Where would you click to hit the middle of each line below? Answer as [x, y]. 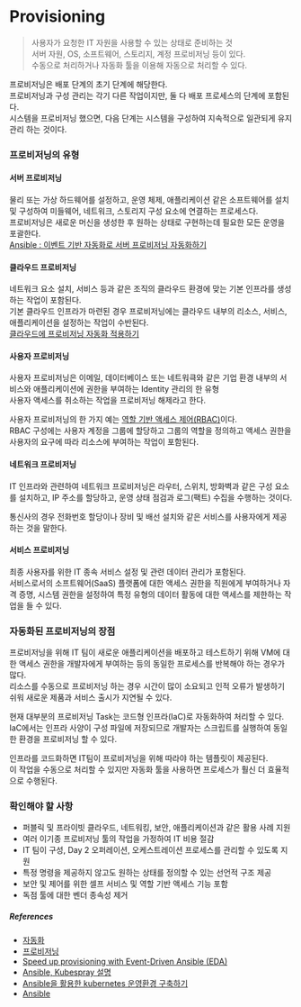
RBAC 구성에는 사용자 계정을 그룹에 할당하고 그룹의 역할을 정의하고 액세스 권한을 [150, 431]
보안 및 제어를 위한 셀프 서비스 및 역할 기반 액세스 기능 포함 [125, 884]
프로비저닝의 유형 [44, 155]
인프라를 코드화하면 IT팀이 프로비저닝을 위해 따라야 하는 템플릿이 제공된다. [139, 758]
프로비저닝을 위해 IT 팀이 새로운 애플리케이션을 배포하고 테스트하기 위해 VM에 [145, 653]
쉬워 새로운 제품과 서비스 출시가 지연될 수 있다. [91, 698]
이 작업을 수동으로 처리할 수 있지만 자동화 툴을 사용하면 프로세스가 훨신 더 [137, 770]
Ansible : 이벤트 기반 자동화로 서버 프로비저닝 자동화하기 [108, 245]
